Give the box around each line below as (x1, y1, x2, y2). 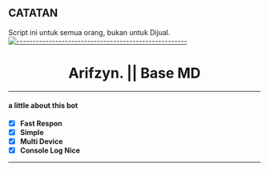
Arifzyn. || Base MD (67, 64, 202, 82)
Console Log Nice (19, 145, 81, 155)
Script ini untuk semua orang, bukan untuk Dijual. (8, 27, 171, 37)
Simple (19, 128, 44, 137)
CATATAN (8, 6, 58, 20)
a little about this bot (8, 101, 78, 110)
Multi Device (19, 137, 63, 146)
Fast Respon (19, 118, 62, 128)
